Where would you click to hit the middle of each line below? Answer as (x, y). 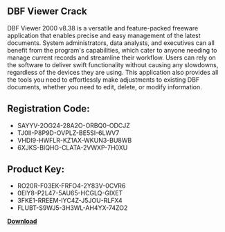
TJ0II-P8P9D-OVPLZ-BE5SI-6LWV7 (68, 133)
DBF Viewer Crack (47, 11)
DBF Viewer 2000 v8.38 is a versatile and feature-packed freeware (103, 28)
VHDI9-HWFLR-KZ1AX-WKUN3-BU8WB (74, 140)
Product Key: (36, 169)
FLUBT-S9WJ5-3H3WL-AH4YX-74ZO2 (72, 208)
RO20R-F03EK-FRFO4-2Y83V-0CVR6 (71, 186)
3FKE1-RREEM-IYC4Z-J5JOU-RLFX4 (70, 201)
